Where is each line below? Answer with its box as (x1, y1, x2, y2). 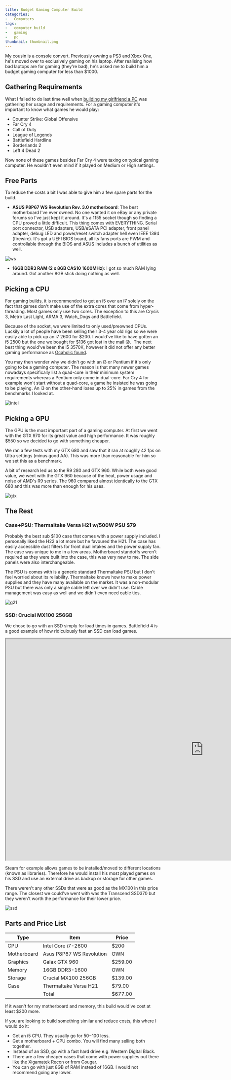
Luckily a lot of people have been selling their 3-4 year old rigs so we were (5, 328, 157, 334)
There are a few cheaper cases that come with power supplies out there (12, 1053, 159, 1059)
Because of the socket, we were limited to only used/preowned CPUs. (5, 324, 148, 329)
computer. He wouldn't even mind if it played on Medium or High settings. (5, 162, 155, 168)
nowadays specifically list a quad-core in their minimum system (5, 369, 135, 375)
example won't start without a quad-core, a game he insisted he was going (5, 380, 157, 386)
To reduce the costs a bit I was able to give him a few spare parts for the (5, 189, 152, 195)
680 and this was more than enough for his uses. (5, 483, 105, 489)
